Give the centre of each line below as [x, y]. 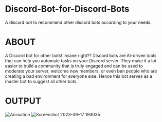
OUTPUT [23, 101]
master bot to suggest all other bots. [41, 81]
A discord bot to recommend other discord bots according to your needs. [78, 22]
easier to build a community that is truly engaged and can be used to [74, 66]
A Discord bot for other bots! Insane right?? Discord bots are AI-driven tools [81, 55]
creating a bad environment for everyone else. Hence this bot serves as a [79, 76]
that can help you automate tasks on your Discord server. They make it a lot [81, 61]
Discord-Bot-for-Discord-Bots [67, 9]
